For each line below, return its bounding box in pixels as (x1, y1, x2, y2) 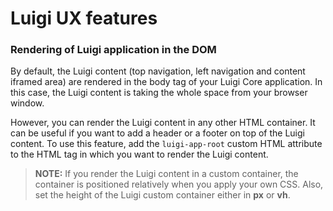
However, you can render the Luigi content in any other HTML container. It (10, 117, 316, 129)
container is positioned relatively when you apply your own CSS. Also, (34, 178, 324, 191)
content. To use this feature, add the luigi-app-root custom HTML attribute (10, 138, 323, 150)
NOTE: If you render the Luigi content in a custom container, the (34, 168, 299, 180)
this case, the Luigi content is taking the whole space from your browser (10, 87, 308, 99)
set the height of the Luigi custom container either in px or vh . (34, 189, 291, 201)
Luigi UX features (10, 7, 158, 30)
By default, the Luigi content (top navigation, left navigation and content (10, 65, 306, 77)
